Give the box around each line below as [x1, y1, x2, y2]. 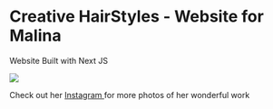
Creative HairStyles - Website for [9, 6, 265, 27]
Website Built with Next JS [9, 55, 109, 66]
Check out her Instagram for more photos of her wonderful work [9, 89, 250, 100]
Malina [9, 25, 62, 46]
